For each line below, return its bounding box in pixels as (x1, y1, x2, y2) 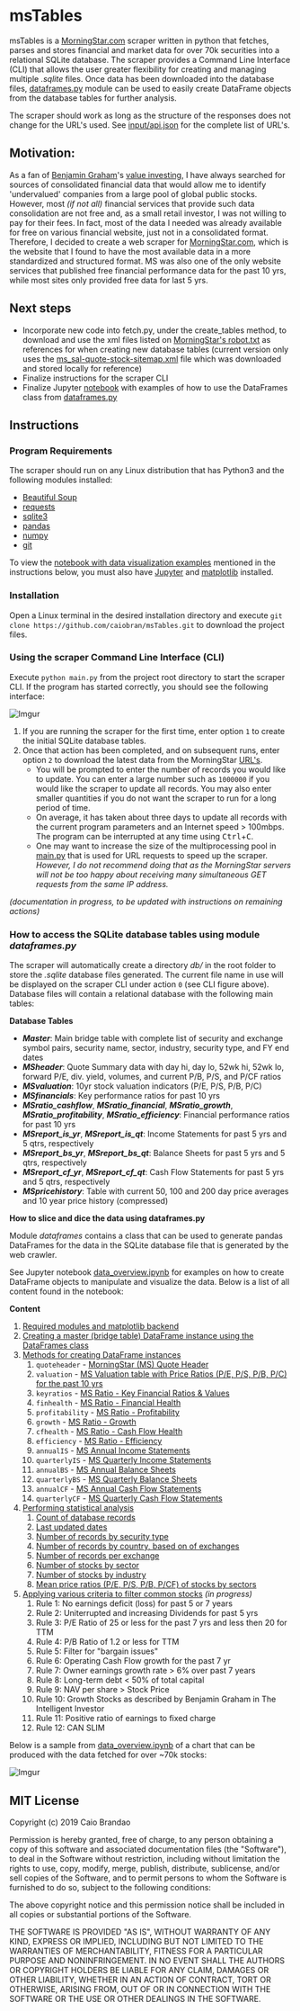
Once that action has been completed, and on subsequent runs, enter (22, 744, 280, 756)
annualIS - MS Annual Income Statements (35, 1445, 190, 1456)
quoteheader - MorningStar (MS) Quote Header (35, 1360, 209, 1370)
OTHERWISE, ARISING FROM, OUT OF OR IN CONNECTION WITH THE (9, 1983, 271, 1994)
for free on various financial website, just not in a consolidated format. (9, 227, 269, 238)
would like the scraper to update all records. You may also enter (35, 783, 272, 794)
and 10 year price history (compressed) (22, 1196, 169, 1207)
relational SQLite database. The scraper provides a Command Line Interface (9, 54, 291, 65)
